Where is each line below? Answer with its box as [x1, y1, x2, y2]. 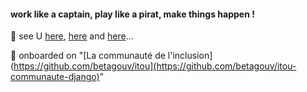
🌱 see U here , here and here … [10, 30, 134, 42]
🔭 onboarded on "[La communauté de [10, 50, 166, 62]
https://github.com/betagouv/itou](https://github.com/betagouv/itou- [13, 60, 297, 72]
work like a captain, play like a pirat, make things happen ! [10, 8, 255, 20]
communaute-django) [10, 71, 100, 83]
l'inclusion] [167, 50, 213, 62]
